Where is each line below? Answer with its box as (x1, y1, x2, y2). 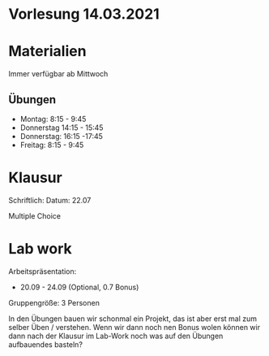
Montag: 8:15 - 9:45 (19, 114, 87, 124)
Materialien (8, 42, 87, 61)
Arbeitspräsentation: (8, 266, 77, 276)
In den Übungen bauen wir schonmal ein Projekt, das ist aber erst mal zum (8, 314, 258, 323)
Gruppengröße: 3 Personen (8, 297, 100, 307)
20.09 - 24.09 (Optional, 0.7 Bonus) (19, 282, 139, 292)
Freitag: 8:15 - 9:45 (19, 140, 84, 150)
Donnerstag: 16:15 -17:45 (19, 131, 104, 141)
